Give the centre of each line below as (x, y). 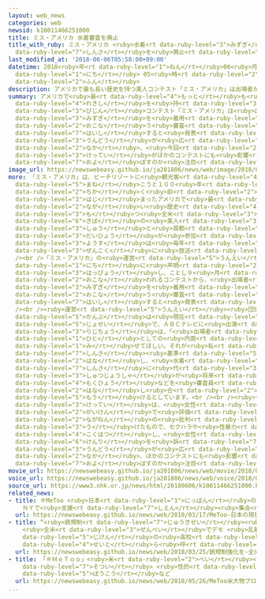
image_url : (26, 170)
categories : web (35, 23)
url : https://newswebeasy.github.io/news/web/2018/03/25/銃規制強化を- (132, 552)
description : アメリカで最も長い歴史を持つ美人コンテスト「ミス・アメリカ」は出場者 (131, 89)
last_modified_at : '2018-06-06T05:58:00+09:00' (88, 60)
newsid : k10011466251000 (49, 30)
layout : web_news (37, 15)
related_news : (32, 493)
